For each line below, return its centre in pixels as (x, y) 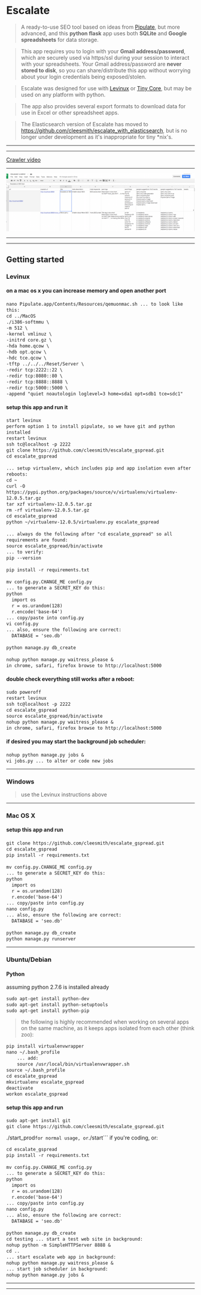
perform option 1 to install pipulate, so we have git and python (91, 426)
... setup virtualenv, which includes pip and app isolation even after (99, 468)
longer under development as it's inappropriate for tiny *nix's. (97, 137)
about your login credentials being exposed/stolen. (83, 77)
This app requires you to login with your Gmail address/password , (103, 51)
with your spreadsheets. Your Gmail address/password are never (101, 64)
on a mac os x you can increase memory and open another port (86, 291)
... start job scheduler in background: (57, 1269)
